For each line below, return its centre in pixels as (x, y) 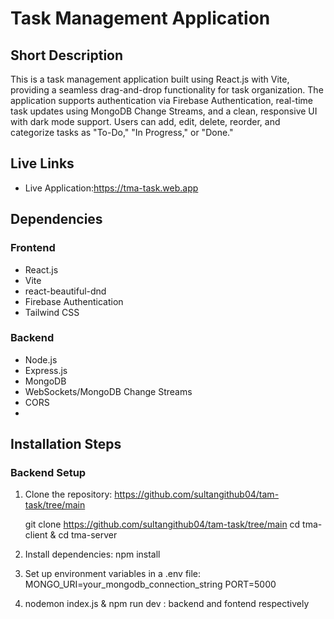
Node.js (41, 359)
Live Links (42, 163)
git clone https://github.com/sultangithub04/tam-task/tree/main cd (162, 524)
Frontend (33, 248)
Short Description (67, 55)
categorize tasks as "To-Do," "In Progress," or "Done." (122, 132)
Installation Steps (66, 444)
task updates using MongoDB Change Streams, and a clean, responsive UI (164, 111)
